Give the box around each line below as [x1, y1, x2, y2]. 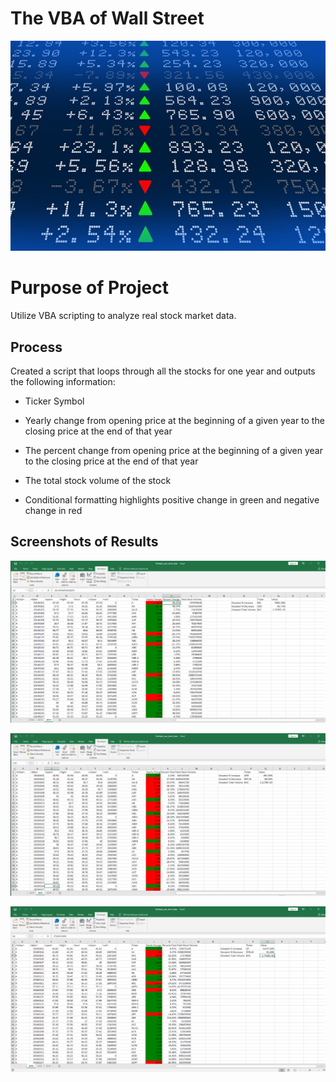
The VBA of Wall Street [10, 7, 205, 30]
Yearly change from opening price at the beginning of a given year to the [24, 414, 325, 426]
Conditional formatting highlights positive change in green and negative [24, 493, 320, 506]
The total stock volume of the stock [24, 474, 172, 486]
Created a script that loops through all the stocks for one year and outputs [10, 365, 316, 377]
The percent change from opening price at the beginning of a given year [24, 444, 323, 456]
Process [10, 338, 63, 356]
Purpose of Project [10, 277, 169, 299]
